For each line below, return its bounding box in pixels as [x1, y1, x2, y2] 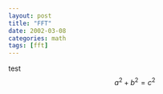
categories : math [8, 34, 67, 43]
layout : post [8, 11, 52, 20]
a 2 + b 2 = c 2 [114, 76, 156, 87]
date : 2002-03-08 [8, 27, 67, 35]
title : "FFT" [8, 19, 52, 27]
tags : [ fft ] [8, 42, 48, 50]
